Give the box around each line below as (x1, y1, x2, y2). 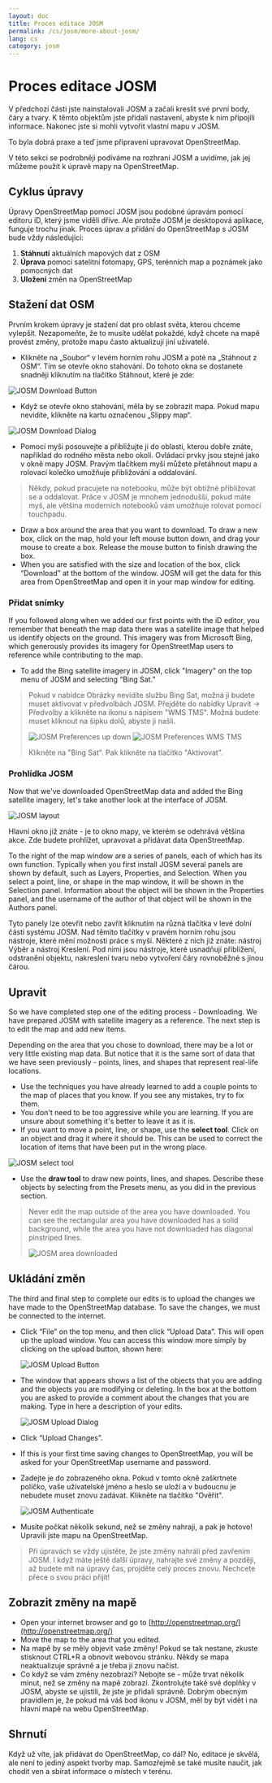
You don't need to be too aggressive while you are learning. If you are (19, 1108, 254, 1118)
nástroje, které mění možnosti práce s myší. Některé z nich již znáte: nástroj (8, 936, 261, 946)
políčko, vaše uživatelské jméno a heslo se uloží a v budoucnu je (19, 1481, 237, 1491)
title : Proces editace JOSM (8, 20, 104, 28)
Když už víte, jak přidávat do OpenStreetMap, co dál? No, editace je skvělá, (8, 1749, 261, 1759)
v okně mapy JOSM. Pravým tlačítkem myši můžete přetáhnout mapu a (19, 459, 258, 469)
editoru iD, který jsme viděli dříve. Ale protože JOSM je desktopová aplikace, (8, 215, 264, 225)
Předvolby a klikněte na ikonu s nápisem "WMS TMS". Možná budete (28, 707, 259, 717)
